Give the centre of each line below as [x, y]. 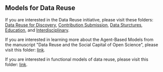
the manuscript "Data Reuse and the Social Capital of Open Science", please [81, 45]
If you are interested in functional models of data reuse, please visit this [77, 59]
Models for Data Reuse [40, 8]
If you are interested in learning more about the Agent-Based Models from [79, 39]
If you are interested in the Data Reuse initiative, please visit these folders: [79, 19]
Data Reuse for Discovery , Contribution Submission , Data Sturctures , [74, 25]
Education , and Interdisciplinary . [37, 30]
